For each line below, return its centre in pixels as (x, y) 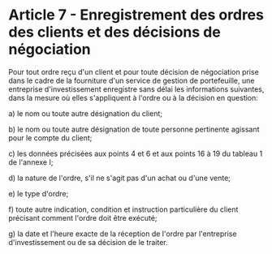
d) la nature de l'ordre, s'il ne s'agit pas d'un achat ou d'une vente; (120, 178)
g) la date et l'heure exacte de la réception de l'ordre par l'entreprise (123, 234)
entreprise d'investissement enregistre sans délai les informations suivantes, (136, 89)
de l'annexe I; (31, 162)
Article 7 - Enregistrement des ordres (136, 15)
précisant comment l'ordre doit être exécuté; (83, 217)
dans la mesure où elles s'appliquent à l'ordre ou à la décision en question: (133, 97)
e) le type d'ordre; (39, 193)
